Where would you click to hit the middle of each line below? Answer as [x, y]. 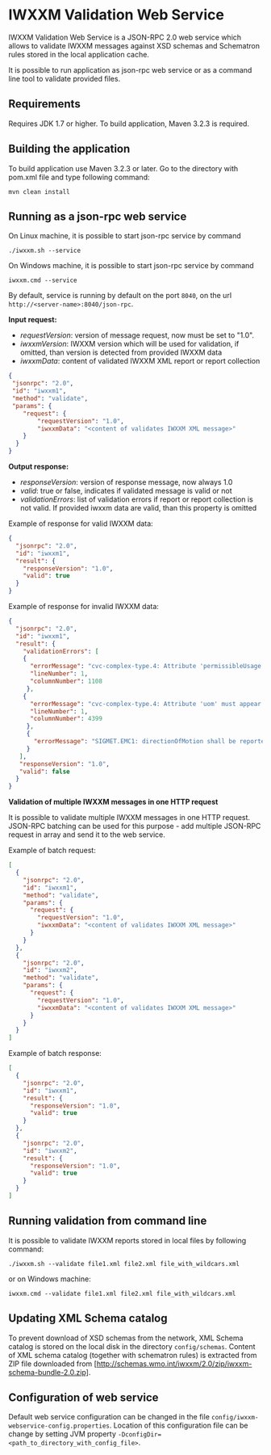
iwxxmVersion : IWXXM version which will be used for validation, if [129, 344]
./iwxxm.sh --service [45, 251]
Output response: [39, 467]
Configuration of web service [83, 1397]
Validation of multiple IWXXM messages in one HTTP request [113, 802]
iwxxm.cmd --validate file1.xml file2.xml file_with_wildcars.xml [122, 1293]
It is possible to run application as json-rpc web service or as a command [130, 69]
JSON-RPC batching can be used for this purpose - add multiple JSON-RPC [135, 826]
